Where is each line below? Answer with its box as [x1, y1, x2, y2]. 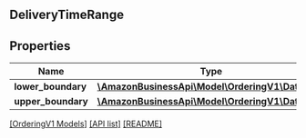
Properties [9, 38, 71, 54]
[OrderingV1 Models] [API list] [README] [9, 118, 162, 130]
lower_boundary [14, 81, 87, 94]
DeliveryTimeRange [9, 7, 125, 23]
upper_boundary [14, 95, 88, 108]
